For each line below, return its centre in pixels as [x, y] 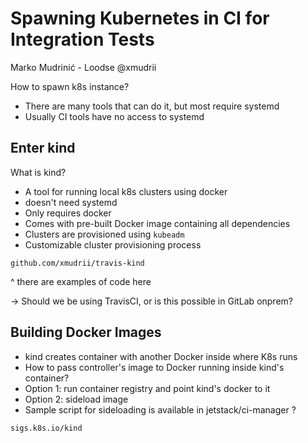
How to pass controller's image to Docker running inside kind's [154, 367]
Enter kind [43, 148]
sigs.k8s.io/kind [46, 428]
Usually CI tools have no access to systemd [114, 116]
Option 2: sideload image [76, 399]
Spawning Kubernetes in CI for [140, 18]
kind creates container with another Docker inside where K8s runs [161, 356]
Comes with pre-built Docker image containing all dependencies [157, 223]
